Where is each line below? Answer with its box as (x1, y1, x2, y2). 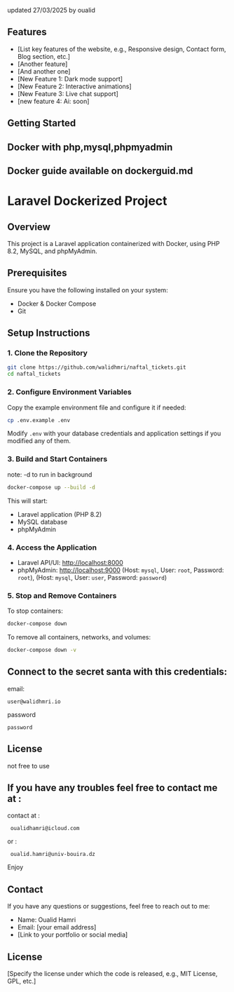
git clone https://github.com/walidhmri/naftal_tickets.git (7, 364, 187, 371)
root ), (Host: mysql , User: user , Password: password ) (17, 573, 167, 581)
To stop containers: (7, 606, 63, 616)
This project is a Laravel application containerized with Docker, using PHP (7, 239, 220, 247)
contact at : (7, 811, 41, 820)
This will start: (7, 496, 48, 505)
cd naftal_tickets (7, 371, 61, 378)
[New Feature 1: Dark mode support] (17, 74, 123, 83)
